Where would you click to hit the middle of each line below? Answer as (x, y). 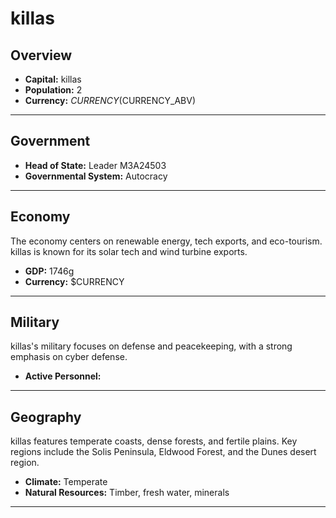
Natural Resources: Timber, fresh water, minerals (127, 493)
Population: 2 (53, 90)
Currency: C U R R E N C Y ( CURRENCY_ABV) (110, 100)
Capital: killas (53, 79)
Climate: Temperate (66, 482)
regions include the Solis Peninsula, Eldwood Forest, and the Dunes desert (163, 452)
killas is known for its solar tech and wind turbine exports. (129, 251)
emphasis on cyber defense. (69, 357)
